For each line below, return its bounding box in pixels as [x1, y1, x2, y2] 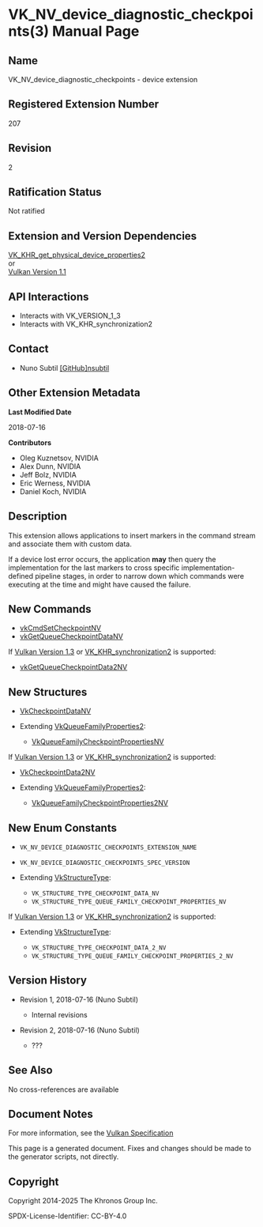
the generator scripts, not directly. [8, 1152, 119, 1161]
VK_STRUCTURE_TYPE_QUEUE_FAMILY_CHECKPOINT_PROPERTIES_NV [31, 897, 227, 906]
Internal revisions [31, 1010, 88, 1019]
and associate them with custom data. [8, 539, 133, 549]
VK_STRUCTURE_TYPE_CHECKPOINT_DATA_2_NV [31, 943, 167, 952]
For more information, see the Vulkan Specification [8, 1128, 174, 1138]
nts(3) [8, 22, 50, 40]
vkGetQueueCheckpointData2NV [19, 663, 128, 672]
